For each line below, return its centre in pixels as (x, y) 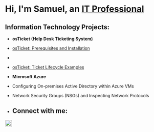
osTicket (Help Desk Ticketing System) (53, 39)
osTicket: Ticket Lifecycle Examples (48, 67)
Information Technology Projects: (57, 27)
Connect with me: (40, 111)
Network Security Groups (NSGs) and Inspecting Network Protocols (80, 96)
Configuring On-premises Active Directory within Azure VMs (73, 86)
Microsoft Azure (29, 77)
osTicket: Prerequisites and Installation (51, 48)
